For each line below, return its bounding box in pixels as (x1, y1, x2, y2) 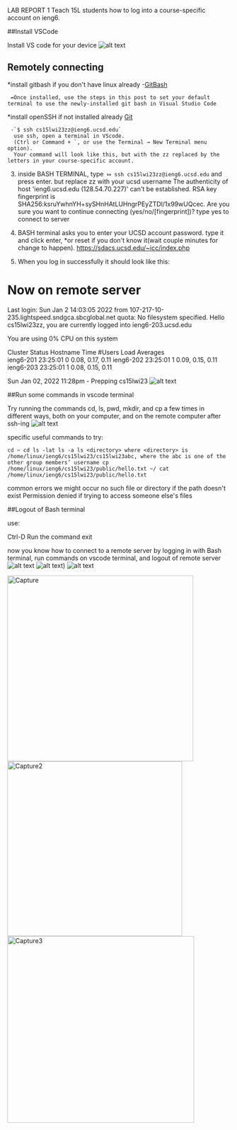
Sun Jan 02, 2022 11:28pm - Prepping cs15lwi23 (7, 377, 149, 385)
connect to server (17, 215, 70, 223)
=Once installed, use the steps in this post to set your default (10, 93, 211, 101)
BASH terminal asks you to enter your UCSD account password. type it (17, 228, 224, 236)
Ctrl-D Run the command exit (7, 532, 93, 541)
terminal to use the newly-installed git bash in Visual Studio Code (7, 100, 217, 107)
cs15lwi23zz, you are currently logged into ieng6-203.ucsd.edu (7, 320, 192, 329)
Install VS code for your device (7, 41, 98, 49)
